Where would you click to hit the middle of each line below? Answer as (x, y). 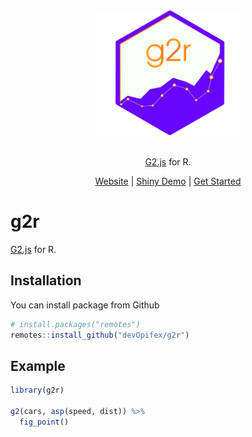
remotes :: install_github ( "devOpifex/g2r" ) (100, 335)
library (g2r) (37, 390)
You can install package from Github (85, 305)
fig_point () (44, 422)
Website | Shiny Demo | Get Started (168, 181)
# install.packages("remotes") (75, 324)
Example (38, 365)
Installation (46, 280)
